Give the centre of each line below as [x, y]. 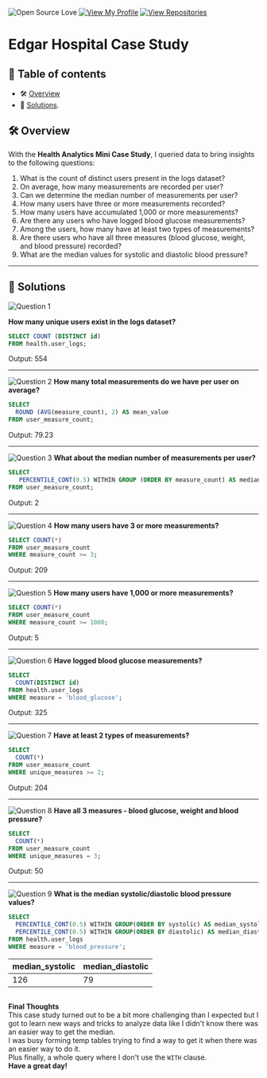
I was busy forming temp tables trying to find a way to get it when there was [133, 1040]
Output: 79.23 [31, 435]
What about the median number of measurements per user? [155, 458]
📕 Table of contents [57, 74]
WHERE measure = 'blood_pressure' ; [67, 946]
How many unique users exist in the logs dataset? [92, 321]
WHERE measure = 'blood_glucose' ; [66, 698]
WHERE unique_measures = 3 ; [55, 856]
